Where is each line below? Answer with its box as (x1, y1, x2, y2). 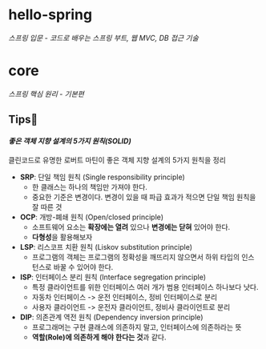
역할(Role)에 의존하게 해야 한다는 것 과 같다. (31, 332, 167, 342)
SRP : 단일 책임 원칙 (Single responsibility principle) (19, 172, 186, 182)
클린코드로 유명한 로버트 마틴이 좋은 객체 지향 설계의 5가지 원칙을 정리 (8, 155, 227, 165)
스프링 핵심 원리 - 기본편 (8, 89, 85, 98)
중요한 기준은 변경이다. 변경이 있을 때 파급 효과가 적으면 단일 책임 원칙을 (31, 192, 256, 202)
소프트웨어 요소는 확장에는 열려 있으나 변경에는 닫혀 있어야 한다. (31, 223, 231, 232)
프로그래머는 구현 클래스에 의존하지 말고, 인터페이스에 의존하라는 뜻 (31, 323, 242, 332)
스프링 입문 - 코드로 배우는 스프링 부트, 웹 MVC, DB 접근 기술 (8, 33, 199, 42)
